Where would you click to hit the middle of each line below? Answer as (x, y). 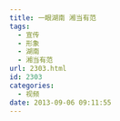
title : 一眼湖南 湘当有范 (53, 18)
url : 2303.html (38, 69)
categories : (32, 86)
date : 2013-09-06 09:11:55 (60, 102)
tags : (20, 26)
